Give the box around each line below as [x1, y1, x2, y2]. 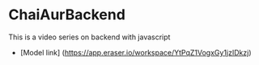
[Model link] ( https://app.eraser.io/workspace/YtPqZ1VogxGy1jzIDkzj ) [19, 47, 253, 57]
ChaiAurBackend [8, 6, 125, 24]
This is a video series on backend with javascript [8, 32, 171, 42]
